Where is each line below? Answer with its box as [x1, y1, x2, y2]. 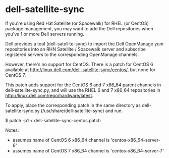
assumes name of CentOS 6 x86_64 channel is [12, 137, 110, 143]
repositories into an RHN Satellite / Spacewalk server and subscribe [5, 46, 146, 52]
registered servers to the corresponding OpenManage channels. [5, 51, 139, 58]
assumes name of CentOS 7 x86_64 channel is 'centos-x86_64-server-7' [12, 147, 164, 153]
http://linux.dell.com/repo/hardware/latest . [5, 92, 93, 98]
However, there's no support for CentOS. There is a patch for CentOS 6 [5, 61, 153, 67]
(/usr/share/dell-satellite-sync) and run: [40, 108, 123, 114]
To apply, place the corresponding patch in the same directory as [5, 102, 141, 108]
